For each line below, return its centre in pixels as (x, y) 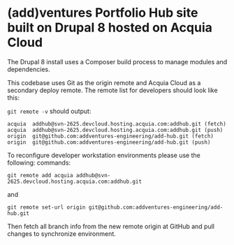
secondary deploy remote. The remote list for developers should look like (112, 90)
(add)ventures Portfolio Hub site (103, 13)
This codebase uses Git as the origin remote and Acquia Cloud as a (104, 82)
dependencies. (29, 69)
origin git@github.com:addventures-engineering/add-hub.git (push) (109, 142)
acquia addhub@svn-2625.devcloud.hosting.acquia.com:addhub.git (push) (115, 130)
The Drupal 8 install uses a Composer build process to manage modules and (117, 61)
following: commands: (39, 163)
